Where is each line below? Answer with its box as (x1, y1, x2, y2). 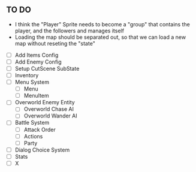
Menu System (14, 79, 50, 86)
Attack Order (23, 126, 56, 133)
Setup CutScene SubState (14, 65, 80, 72)
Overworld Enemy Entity (14, 99, 75, 106)
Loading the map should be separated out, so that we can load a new (14, 33, 186, 41)
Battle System (14, 119, 50, 126)
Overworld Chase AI (23, 105, 74, 113)
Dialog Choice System (14, 146, 70, 153)
